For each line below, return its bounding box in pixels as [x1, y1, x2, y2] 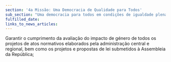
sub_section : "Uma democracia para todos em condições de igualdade [5, 12, 154, 17]
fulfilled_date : [5, 17, 40, 22]
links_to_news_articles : [5, 21, 58, 27]
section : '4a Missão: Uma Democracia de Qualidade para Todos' [5, 7, 142, 13]
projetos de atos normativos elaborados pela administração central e [5, 41, 150, 47]
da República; [5, 51, 34, 57]
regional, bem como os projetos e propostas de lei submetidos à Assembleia [5, 46, 166, 52]
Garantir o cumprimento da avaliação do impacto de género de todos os [5, 35, 156, 41]
